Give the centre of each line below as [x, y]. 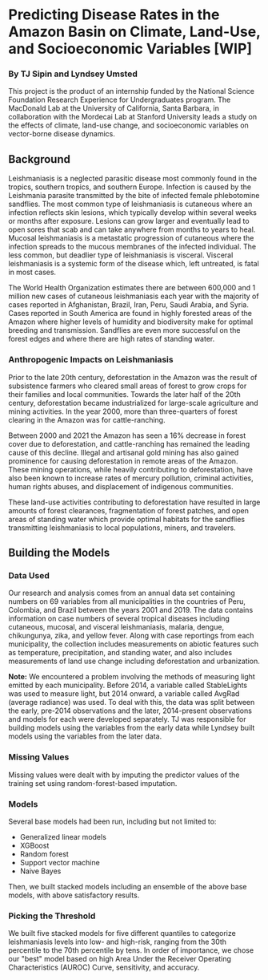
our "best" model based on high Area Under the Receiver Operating [120, 959]
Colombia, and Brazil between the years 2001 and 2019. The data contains [131, 610]
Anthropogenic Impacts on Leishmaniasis [91, 360]
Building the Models [59, 552]
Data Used [29, 575]
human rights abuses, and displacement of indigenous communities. [121, 486]
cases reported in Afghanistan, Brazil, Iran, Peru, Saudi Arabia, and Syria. [129, 305]
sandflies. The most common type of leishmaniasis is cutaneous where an [130, 204]
